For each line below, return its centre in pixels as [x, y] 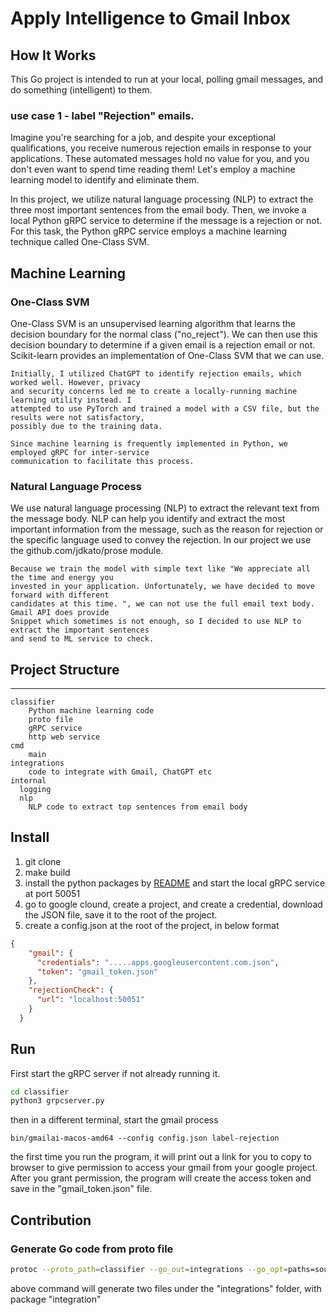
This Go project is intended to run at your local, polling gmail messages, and [167, 79]
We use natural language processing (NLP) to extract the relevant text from [165, 508]
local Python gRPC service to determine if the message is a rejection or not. [166, 221]
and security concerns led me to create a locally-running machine [154, 391]
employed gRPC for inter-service [80, 452]
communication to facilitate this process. [102, 461]
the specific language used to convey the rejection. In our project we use [161, 540]
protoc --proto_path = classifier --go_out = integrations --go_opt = [149, 1270]
